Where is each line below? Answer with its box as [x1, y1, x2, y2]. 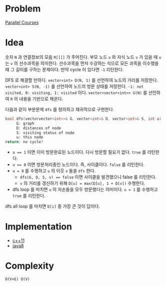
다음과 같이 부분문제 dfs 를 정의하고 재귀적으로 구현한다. [5, 106, 115, 112]
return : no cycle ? [5, 140, 43, 144]
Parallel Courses [5, 19, 39, 25]
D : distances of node [16, 126, 61, 131]
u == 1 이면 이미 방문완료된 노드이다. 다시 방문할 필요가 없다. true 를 [12, 149, 146, 155]
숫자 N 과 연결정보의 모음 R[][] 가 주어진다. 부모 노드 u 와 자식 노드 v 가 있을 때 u [5, 54, 162, 60]
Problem [5, 3, 41, 14]
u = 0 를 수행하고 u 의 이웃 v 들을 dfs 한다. [12, 168, 96, 174]
